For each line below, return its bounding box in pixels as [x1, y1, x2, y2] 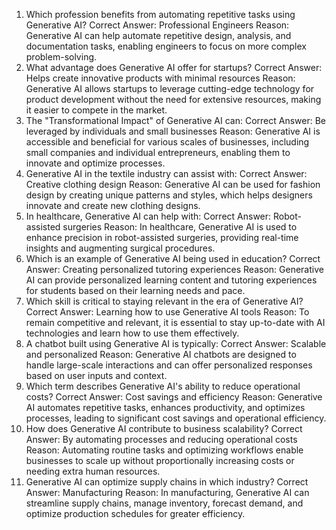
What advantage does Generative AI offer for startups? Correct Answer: [25, 62, 323, 73]
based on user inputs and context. [25, 370, 168, 381]
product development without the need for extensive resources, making [25, 94, 322, 105]
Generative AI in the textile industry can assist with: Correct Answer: [25, 168, 308, 179]
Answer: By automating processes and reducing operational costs [25, 434, 298, 445]
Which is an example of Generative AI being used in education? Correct [25, 253, 321, 264]
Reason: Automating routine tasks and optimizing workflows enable [25, 444, 304, 456]
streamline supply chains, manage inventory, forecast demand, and [25, 497, 304, 509]
